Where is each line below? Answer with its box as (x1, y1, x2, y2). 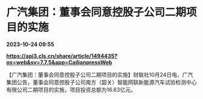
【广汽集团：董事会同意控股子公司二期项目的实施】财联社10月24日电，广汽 (6, 71, 193, 78)
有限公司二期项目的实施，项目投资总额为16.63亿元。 (6, 86, 136, 93)
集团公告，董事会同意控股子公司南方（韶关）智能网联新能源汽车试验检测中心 (6, 79, 197, 86)
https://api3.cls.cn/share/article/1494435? (6, 52, 118, 59)
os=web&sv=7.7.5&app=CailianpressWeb (6, 58, 112, 66)
